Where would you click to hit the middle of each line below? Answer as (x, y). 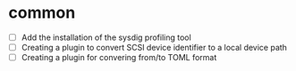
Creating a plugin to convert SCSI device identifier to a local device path (154, 47)
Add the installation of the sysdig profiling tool (106, 37)
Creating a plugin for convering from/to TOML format (119, 58)
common (42, 13)
